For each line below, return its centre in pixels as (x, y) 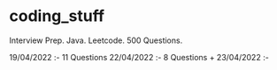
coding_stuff (57, 16)
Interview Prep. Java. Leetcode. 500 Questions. (96, 40)
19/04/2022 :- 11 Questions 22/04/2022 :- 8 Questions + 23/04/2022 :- (139, 57)
